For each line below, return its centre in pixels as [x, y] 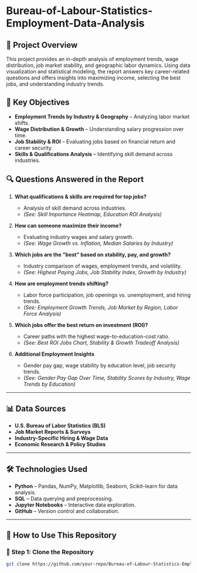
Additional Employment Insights [55, 354]
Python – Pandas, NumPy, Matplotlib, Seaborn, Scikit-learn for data [96, 486]
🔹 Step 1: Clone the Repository [50, 552]
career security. [34, 147]
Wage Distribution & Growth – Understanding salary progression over [99, 129]
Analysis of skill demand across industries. [75, 208]
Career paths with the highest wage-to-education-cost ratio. [96, 336]
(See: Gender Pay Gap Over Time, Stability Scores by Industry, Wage [107, 377]
